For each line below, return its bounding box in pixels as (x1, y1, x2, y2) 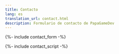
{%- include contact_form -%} (5, 34, 66, 40)
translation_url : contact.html (5, 16, 69, 21)
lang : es (5, 12, 23, 17)
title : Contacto (5, 7, 38, 12)
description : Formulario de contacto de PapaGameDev (5, 20, 115, 26)
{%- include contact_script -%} (5, 43, 68, 49)
